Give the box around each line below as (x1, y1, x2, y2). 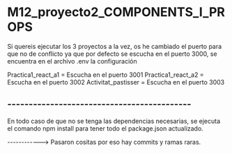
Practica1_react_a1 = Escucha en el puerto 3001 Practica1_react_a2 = (7, 71, 204, 79)
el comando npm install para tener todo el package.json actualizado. (7, 124, 203, 133)
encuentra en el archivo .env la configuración (7, 57, 137, 65)
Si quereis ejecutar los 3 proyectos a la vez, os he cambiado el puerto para (7, 42, 222, 50)
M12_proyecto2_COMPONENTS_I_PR (7, 4, 225, 20)
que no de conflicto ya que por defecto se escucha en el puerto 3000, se (7, 50, 217, 58)
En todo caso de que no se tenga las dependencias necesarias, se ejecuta (7, 117, 221, 125)
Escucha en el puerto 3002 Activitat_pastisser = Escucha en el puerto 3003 (7, 78, 225, 86)
